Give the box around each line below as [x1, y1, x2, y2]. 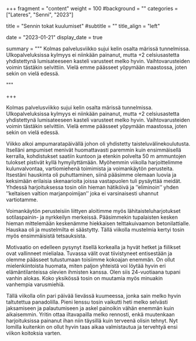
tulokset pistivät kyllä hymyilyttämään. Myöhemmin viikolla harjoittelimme [6, 159, 183, 166]
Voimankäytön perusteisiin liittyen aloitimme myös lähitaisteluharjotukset [6, 208, 181, 214]
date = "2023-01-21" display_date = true [6, 34, 103, 40]
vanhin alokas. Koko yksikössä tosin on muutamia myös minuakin [6, 275, 163, 281]
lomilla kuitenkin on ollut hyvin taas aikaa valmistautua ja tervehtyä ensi [6, 323, 178, 330]
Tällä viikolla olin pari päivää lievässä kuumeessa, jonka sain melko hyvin [6, 292, 181, 299]
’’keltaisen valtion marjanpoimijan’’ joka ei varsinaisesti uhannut [6, 190, 159, 197]
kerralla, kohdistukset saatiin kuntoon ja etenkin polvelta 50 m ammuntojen [6, 153, 186, 160]
